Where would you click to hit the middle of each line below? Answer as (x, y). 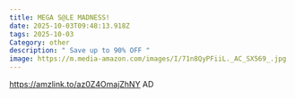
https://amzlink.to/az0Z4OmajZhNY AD (82, 84)
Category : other (39, 42)
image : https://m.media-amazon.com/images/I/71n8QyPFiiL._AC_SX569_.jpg (148, 59)
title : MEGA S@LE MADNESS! (60, 17)
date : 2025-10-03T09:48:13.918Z (69, 26)
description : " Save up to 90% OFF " (80, 51)
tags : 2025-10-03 (42, 34)
